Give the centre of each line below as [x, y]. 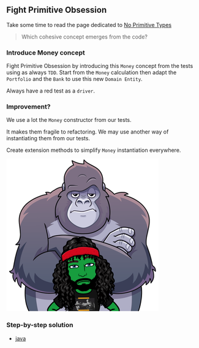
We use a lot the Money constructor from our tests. [69, 120]
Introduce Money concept [46, 53]
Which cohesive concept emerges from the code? [84, 37]
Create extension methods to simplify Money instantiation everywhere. [94, 150]
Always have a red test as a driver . [51, 91]
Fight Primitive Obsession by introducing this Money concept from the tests [100, 66]
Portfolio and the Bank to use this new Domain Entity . [74, 79]
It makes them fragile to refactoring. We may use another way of [88, 132]
